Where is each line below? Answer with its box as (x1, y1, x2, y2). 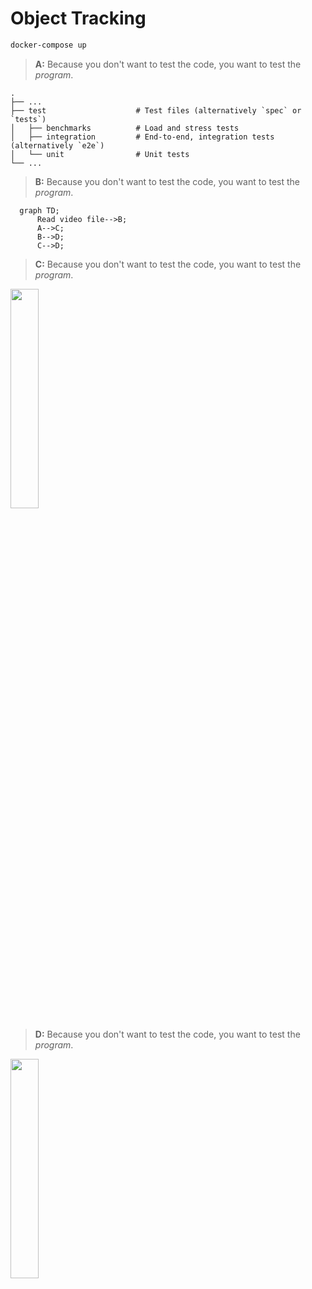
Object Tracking (10, 7, 147, 30)
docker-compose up (10, 40, 87, 50)
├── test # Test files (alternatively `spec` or (10, 105, 302, 116)
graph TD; (19, 205, 60, 216)
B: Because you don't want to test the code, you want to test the (34, 175, 301, 187)
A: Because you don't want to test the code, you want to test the (34, 58, 302, 70)
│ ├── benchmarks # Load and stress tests (10, 123, 240, 133)
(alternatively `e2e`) (10, 140, 105, 151)
